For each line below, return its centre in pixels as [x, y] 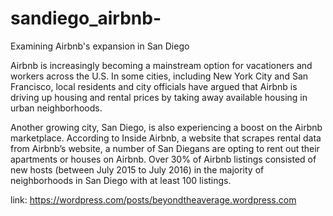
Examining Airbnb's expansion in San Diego [100, 46]
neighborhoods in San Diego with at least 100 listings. [121, 180]
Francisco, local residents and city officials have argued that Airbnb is [154, 86]
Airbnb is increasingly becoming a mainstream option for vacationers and [161, 65]
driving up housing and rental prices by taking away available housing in [159, 97]
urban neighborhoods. [56, 108]
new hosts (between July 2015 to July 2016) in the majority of [137, 169]
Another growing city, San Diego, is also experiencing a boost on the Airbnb [166, 127]
